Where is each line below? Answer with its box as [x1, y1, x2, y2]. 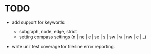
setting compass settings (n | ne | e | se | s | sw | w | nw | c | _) [19, 34, 146, 40]
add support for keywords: [11, 19, 66, 25]
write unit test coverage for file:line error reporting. [11, 43, 115, 49]
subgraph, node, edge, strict [19, 28, 77, 34]
